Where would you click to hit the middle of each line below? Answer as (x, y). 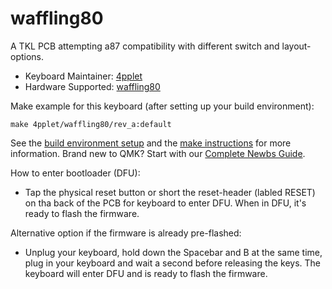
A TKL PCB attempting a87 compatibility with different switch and (145, 46)
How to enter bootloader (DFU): (75, 173)
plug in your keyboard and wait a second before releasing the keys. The (173, 263)
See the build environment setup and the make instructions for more (151, 143)
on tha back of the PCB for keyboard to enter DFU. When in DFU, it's (165, 203)
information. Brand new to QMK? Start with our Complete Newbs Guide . (158, 153)
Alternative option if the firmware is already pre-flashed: (126, 233)
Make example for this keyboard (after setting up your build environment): (162, 106)
